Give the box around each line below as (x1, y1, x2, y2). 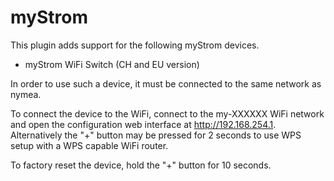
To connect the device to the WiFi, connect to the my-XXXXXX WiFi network (10, 107, 325, 120)
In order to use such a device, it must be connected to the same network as (10, 77, 322, 90)
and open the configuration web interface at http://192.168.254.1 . (10, 118, 277, 130)
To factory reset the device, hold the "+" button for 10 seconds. (10, 159, 272, 171)
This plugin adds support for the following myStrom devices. (10, 39, 260, 51)
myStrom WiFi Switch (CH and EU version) (24, 58, 200, 70)
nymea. (10, 88, 42, 100)
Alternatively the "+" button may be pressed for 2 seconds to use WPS (10, 129, 302, 141)
